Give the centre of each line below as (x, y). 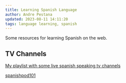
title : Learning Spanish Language (41, 10)
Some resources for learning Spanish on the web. (56, 38)
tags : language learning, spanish (41, 24)
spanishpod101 (20, 75)
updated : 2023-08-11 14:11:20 (37, 19)
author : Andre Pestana (29, 14)
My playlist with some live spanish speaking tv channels (63, 66)
